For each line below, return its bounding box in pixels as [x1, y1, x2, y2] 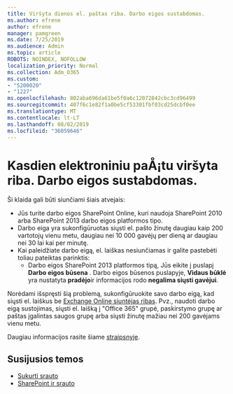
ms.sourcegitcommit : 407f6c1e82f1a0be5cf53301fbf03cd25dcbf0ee [7, 101, 196, 108]
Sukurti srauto [17, 372, 59, 380]
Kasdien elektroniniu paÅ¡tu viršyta [7, 157, 218, 174]
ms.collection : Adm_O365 [7, 69, 80, 76]
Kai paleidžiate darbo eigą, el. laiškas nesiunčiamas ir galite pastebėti [17, 246, 218, 255]
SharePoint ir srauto [17, 379, 75, 388]
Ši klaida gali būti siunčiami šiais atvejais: [7, 195, 126, 204]
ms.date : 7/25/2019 [7, 36, 64, 43]
